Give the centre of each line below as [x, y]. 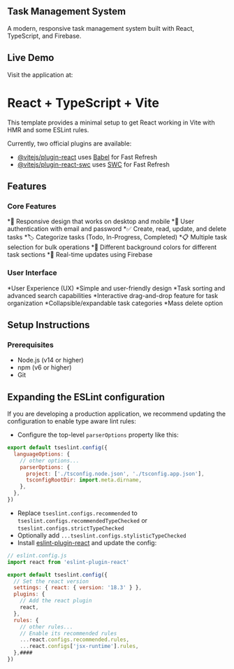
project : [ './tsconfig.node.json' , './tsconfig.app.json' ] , [115, 474]
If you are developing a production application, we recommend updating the [116, 414]
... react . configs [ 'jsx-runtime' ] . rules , [79, 647]
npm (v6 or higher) [44, 367]
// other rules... [46, 627]
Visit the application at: [40, 75]
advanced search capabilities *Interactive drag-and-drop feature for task [113, 295]
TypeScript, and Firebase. [44, 36]
